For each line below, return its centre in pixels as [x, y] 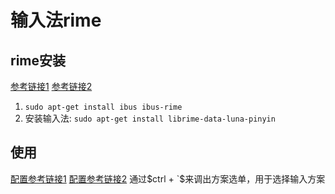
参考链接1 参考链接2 [51, 86]
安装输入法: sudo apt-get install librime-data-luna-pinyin [150, 118]
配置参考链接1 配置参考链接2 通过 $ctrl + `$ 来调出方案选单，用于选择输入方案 [168, 178]
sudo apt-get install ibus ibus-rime [103, 107]
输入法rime [56, 20]
